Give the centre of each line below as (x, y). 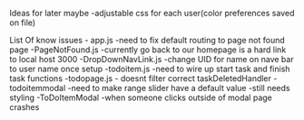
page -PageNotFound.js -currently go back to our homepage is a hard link (148, 50)
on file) (23, 23)
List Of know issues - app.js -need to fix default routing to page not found (147, 40)
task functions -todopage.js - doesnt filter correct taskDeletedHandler (141, 78)
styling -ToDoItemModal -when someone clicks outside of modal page (141, 97)
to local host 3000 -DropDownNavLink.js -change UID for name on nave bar (152, 59)
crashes (25, 107)
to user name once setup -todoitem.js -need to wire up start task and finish (150, 69)
